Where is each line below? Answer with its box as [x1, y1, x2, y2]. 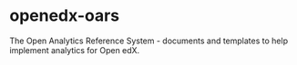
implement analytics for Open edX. [9, 44, 140, 55]
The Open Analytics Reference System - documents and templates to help [9, 35, 289, 46]
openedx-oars [9, 5, 120, 26]
